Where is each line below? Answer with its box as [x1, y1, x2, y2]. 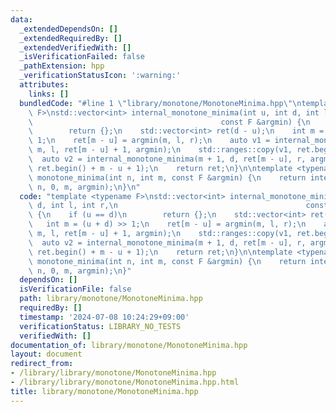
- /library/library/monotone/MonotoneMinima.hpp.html [10, 377, 240, 387]
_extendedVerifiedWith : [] [19, 42, 132, 53]
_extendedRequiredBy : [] [19, 33, 123, 43]
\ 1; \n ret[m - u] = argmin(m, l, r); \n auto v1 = [28, 136, 271, 146]
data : [10, 14, 33, 25]
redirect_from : [10, 359, 74, 369]
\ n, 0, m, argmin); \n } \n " [28, 182, 141, 192]
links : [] [28, 89, 70, 99]
